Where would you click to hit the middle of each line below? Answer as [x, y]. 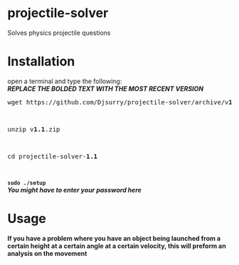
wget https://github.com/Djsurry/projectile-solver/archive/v [118, 102]
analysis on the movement [47, 253]
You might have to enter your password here [75, 190]
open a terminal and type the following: [65, 81]
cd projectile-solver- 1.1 [53, 156]
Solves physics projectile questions [59, 33]
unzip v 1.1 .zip [34, 129]
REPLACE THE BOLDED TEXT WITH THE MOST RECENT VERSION [106, 88]
